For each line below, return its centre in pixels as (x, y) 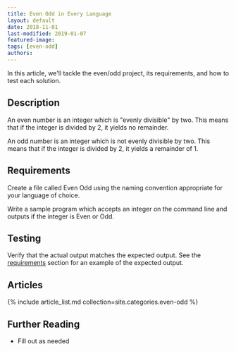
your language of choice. (44, 195)
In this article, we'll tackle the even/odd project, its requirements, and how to (118, 73)
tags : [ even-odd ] (33, 47)
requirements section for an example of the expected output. (95, 263)
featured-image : (31, 40)
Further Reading (44, 324)
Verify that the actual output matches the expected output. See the (104, 255)
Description (33, 103)
